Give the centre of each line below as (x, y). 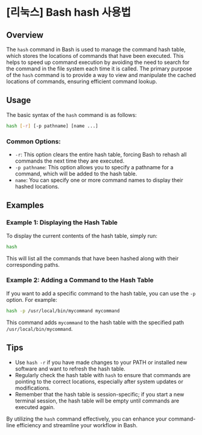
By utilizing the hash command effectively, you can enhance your (87, 419)
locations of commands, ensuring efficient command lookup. (82, 81)
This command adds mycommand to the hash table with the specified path (95, 322)
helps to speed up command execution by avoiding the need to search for (98, 62)
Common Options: (34, 141)
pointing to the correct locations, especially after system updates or (99, 381)
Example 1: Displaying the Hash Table (62, 222)
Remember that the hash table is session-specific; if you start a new (99, 394)
